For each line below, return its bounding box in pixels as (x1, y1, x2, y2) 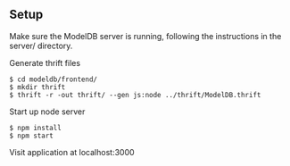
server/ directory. (9, 40, 73, 51)
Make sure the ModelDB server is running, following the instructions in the (9, 30, 282, 41)
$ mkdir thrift (9, 82, 66, 92)
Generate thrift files (9, 57, 81, 68)
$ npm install (9, 123, 62, 132)
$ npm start (9, 131, 54, 140)
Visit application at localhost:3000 (9, 146, 136, 157)
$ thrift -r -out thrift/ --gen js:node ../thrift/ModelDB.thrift (9, 90, 261, 99)
